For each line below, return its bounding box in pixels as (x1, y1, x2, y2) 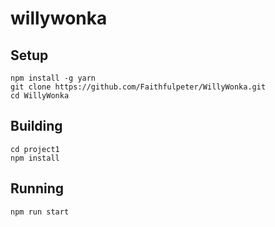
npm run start (10, 207, 70, 217)
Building (10, 118, 63, 135)
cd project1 (10, 144, 60, 154)
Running (10, 180, 65, 197)
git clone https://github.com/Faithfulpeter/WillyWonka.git (10, 82, 267, 92)
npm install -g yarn (10, 73, 97, 83)
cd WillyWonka (10, 91, 70, 101)
